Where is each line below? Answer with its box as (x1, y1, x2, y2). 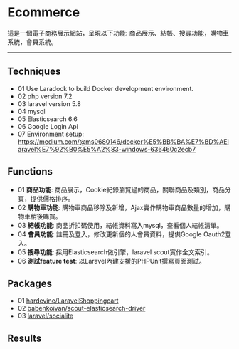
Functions (7, 165, 53, 178)
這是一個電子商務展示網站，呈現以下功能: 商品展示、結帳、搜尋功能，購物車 (7, 28, 229, 37)
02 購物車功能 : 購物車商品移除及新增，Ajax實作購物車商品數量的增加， (17, 203, 225, 212)
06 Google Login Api (17, 122, 78, 130)
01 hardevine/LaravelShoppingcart (17, 296, 119, 305)
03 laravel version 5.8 (17, 99, 82, 108)
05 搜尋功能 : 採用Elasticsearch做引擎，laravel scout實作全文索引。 (17, 247, 213, 256)
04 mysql (17, 107, 46, 115)
